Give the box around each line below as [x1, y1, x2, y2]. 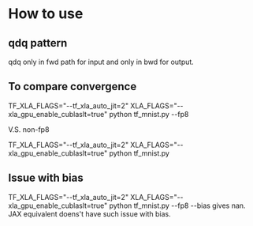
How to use [8, 5, 84, 23]
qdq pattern [8, 36, 68, 50]
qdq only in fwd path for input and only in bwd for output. [8, 57, 195, 66]
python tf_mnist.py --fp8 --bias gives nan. [109, 201, 246, 210]
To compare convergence [8, 80, 137, 93]
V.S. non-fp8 [8, 124, 50, 134]
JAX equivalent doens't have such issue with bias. [8, 209, 171, 218]
